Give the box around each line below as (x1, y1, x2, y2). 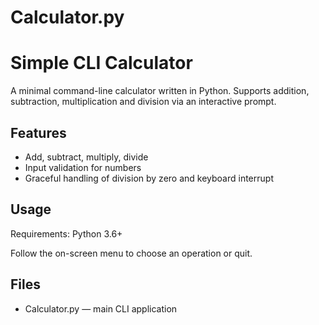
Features (10, 124, 67, 141)
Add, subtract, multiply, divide (24, 151, 149, 163)
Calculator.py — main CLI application (24, 302, 178, 315)
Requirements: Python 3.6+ (10, 227, 123, 240)
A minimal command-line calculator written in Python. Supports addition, (10, 85, 310, 97)
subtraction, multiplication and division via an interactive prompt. (10, 96, 277, 108)
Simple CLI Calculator (10, 52, 193, 75)
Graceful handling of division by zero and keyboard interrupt (24, 172, 274, 184)
